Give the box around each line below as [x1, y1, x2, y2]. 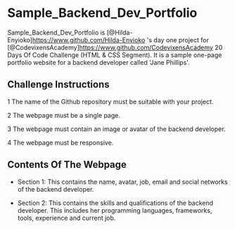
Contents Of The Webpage [7, 159, 127, 171]
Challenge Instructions [7, 79, 110, 91]
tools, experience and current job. [17, 213, 116, 222]
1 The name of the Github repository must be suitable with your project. [7, 97, 214, 106]
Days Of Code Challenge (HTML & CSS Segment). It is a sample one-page [7, 51, 222, 59]
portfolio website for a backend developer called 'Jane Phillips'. [7, 58, 190, 66]
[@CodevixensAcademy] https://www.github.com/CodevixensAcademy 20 [7, 43, 223, 51]
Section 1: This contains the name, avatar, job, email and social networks [17, 178, 228, 186]
